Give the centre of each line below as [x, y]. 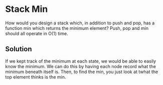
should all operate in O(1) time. [37, 33]
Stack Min [27, 9]
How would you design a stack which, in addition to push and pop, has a [80, 23]
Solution [19, 49]
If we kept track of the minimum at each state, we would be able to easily [81, 61]
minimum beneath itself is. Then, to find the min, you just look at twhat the [82, 72]
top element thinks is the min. [36, 77]
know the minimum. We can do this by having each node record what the [81, 66]
